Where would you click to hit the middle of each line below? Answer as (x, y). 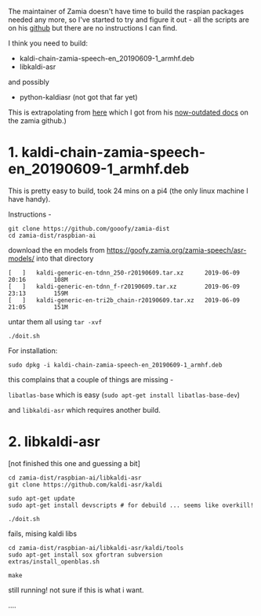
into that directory (65, 258)
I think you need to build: (48, 43)
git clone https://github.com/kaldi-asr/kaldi (85, 485)
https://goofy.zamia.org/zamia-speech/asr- (177, 250)
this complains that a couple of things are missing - (91, 379)
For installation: (33, 350)
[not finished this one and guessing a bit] (74, 463)
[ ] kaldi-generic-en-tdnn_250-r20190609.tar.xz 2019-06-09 (124, 273)
